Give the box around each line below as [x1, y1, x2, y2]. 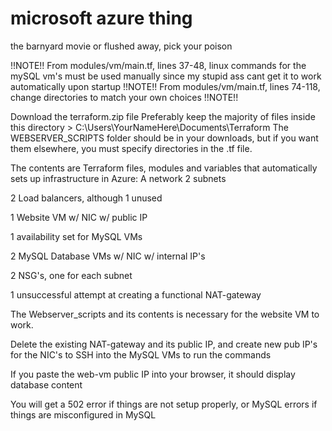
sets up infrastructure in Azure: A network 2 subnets [10, 172, 227, 184]
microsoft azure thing [10, 7, 193, 30]
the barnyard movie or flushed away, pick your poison [10, 40, 233, 52]
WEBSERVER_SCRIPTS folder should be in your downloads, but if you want [10, 132, 319, 144]
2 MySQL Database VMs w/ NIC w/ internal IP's [10, 250, 206, 262]
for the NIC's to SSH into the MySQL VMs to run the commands [10, 348, 272, 361]
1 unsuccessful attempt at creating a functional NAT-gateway [10, 288, 262, 301]
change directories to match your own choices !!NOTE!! [10, 91, 239, 103]
